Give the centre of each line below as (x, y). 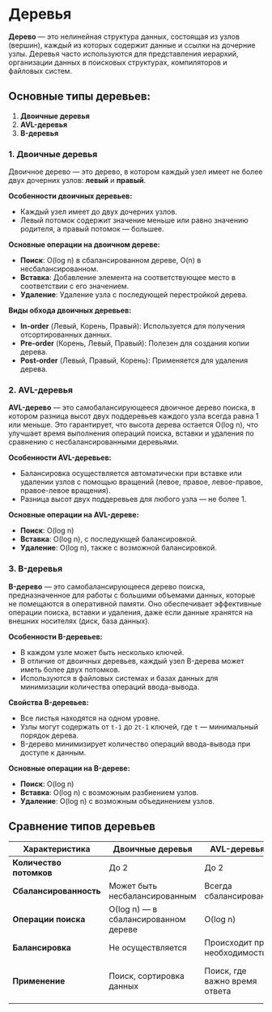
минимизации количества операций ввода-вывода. (110, 687)
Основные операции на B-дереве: (70, 768)
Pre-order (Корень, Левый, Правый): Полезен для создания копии (134, 343)
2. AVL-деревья (40, 389)
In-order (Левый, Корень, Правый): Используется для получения (132, 326)
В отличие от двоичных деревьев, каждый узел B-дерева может (132, 661)
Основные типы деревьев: (80, 97)
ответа (218, 991)
